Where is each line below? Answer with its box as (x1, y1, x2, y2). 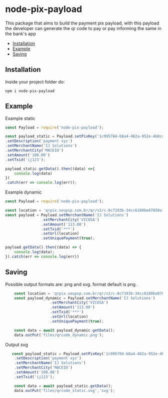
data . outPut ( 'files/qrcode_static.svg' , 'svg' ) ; (14, 388, 115, 393)
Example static (5, 115, 36, 121)
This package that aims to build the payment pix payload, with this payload (5, 20, 159, 26)
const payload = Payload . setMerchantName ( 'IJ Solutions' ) (5, 212, 128, 217)
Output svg (5, 341, 28, 347)
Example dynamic (5, 189, 42, 195)
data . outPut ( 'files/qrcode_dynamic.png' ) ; (14, 332, 104, 337)
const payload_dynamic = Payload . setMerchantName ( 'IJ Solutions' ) (14, 295, 155, 300)
